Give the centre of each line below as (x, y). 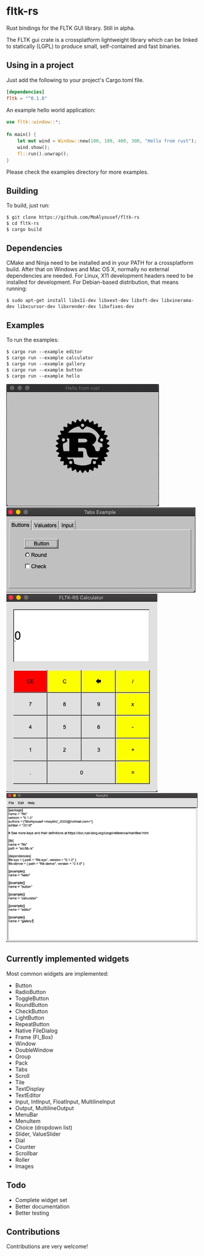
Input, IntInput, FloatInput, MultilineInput (65, 1102)
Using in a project (40, 65)
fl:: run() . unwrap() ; (43, 154)
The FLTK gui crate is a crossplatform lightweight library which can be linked (102, 39)
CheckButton (32, 1011)
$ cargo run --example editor (45, 352)
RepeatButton (32, 1024)
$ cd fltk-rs (23, 224)
